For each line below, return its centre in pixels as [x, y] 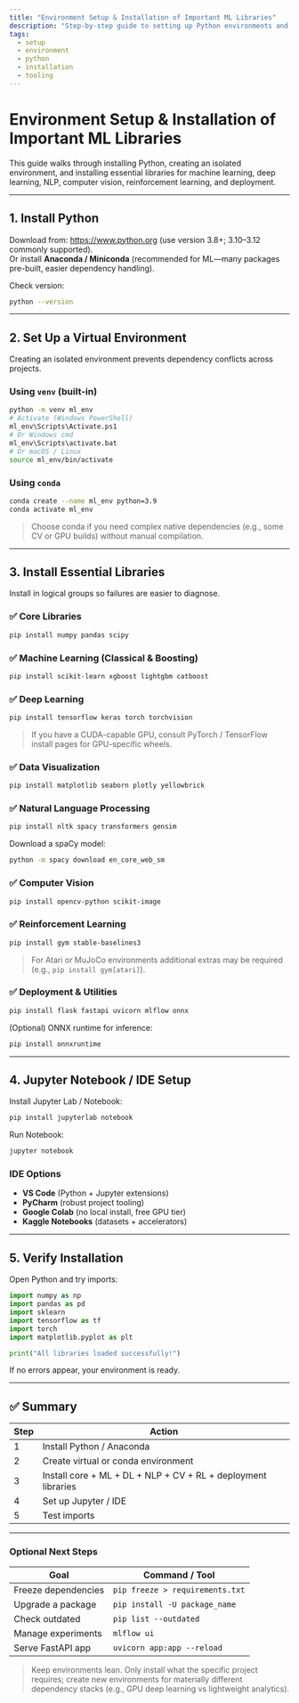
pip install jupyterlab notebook [71, 1118]
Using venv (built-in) [53, 392]
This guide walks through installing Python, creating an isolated [125, 163]
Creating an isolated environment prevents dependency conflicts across [141, 359]
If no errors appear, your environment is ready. [95, 1370]
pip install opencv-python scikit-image [85, 901]
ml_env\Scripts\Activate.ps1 [63, 427]
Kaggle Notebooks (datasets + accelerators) [105, 1221]
